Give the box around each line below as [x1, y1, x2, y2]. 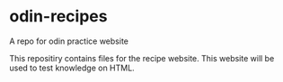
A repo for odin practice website [9, 36, 128, 46]
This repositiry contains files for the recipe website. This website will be [9, 53, 275, 63]
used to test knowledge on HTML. [9, 62, 135, 73]
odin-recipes [9, 6, 108, 27]
